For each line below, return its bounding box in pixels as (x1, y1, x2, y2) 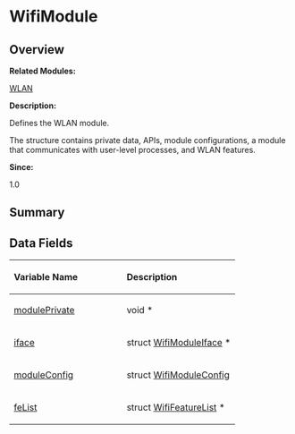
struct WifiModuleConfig (126, 369, 231, 381)
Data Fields (9, 235, 73, 251)
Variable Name (13, 271, 79, 284)
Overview (9, 42, 65, 57)
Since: (9, 162, 34, 172)
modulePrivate (13, 304, 75, 317)
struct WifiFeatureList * (126, 401, 225, 413)
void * (126, 304, 154, 317)
